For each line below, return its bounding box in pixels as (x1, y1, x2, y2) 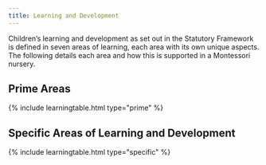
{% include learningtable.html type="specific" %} (8, 147, 171, 157)
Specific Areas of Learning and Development (8, 126, 236, 139)
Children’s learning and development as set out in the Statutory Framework (8, 33, 254, 43)
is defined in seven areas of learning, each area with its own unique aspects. (8, 41, 260, 52)
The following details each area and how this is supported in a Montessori (8, 50, 251, 60)
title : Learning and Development (8, 11, 119, 20)
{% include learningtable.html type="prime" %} (8, 103, 164, 112)
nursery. (8, 59, 36, 69)
